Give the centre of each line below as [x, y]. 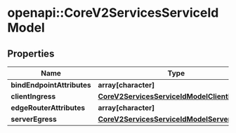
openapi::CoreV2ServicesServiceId [113, 13]
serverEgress [34, 119]
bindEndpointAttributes [51, 85]
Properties [31, 54]
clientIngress [33, 96]
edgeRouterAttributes [48, 108]
